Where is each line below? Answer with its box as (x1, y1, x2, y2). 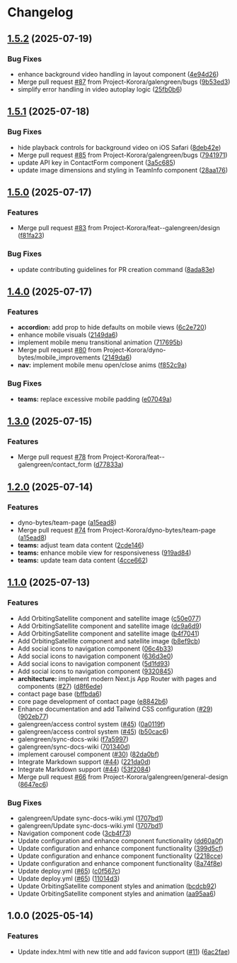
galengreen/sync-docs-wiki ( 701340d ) (17, 742, 131, 751)
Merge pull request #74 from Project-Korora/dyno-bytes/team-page (17, 526, 216, 534)
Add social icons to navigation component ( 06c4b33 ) (17, 644, 173, 653)
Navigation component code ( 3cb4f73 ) (17, 829, 132, 837)
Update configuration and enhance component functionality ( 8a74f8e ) (17, 859, 223, 867)
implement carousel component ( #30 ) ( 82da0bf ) (17, 750, 160, 758)
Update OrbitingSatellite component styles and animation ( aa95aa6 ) (17, 889, 216, 898)
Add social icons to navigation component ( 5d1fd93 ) (17, 659, 170, 668)
